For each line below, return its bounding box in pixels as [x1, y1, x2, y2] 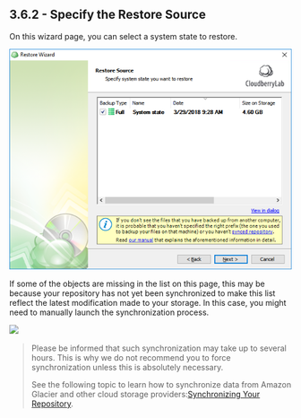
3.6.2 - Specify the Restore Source [9, 7, 206, 22]
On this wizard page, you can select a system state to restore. [9, 30, 237, 41]
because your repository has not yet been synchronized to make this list [9, 288, 276, 299]
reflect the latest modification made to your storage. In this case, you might [9, 298, 287, 309]
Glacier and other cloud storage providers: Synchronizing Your [30, 389, 261, 400]
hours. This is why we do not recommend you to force [30, 353, 231, 363]
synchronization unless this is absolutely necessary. [30, 362, 224, 373]
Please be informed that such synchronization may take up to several [30, 343, 287, 353]
